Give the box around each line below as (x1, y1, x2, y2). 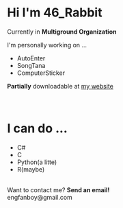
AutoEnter (16, 54, 46, 62)
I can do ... (7, 121, 68, 137)
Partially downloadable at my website (7, 82, 114, 90)
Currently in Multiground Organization (7, 27, 117, 36)
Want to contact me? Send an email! (7, 185, 110, 194)
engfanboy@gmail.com (7, 193, 73, 201)
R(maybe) (16, 165, 45, 173)
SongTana (16, 61, 46, 69)
